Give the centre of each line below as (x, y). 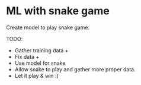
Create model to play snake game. (48, 27)
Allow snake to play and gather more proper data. (75, 69)
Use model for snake (40, 63)
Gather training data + (42, 50)
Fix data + (27, 56)
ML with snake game (58, 11)
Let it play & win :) (36, 75)
